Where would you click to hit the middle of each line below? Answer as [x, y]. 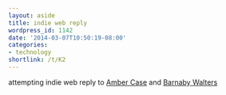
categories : [28, 45]
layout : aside [32, 15]
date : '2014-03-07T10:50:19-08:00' [67, 38]
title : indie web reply [48, 23]
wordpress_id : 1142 [41, 30]
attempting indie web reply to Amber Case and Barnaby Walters [113, 82]
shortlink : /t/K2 [37, 60]
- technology [30, 52]
